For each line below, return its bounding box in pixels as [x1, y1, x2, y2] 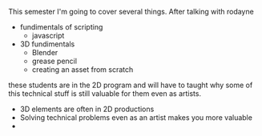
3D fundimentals [19, 39, 75, 49]
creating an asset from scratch [31, 65, 134, 74]
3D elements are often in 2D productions [19, 104, 155, 114]
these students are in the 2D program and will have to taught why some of [8, 80, 253, 90]
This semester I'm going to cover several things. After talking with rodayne [8, 7, 254, 16]
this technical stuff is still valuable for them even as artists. [8, 89, 202, 98]
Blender [31, 48, 58, 57]
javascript [31, 31, 65, 40]
